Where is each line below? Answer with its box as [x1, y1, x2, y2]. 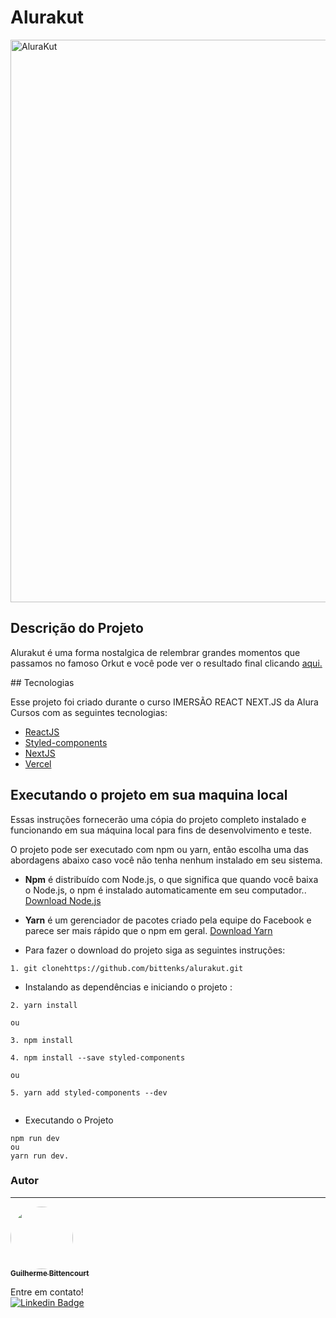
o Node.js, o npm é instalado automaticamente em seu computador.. [24, 884, 307, 896]
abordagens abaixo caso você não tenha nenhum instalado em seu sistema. [10, 854, 323, 866]
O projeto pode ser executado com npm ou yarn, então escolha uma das [10, 843, 309, 855]
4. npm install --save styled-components [10, 1052, 186, 1063]
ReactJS [24, 726, 60, 738]
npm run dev [10, 1133, 60, 1143]
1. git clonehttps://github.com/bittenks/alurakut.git [10, 963, 244, 973]
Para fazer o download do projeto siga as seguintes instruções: [24, 944, 286, 956]
